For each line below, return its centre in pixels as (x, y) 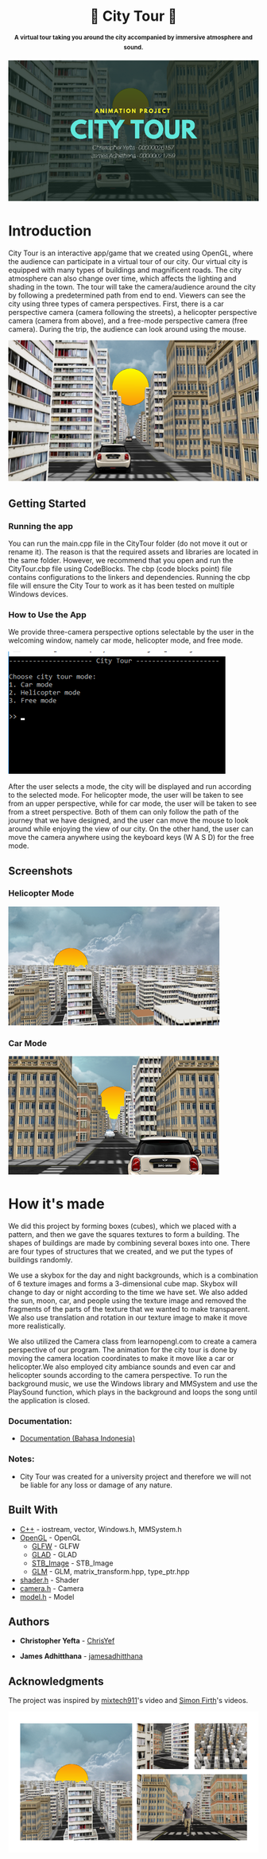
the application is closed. (49, 1401)
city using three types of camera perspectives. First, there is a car (116, 303)
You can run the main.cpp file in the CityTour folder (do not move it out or (128, 543)
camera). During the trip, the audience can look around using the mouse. (127, 329)
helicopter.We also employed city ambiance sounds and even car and (122, 1367)
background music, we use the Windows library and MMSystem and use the (133, 1384)
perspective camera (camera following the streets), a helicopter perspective (133, 312)
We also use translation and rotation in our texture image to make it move (128, 1318)
